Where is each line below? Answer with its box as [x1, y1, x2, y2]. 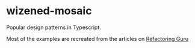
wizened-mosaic [6, 4, 92, 18]
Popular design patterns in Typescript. [6, 24, 101, 31]
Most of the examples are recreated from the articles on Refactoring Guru [6, 35, 189, 42]
